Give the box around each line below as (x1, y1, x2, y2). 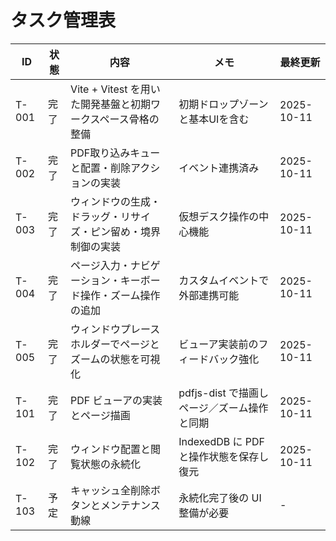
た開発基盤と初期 (70, 97, 152, 111)
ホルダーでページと (70, 337, 160, 351)
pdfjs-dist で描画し (178, 386, 270, 400)
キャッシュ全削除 (70, 483, 152, 497)
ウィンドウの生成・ (70, 194, 162, 208)
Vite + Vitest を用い (70, 82, 161, 96)
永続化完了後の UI (178, 491, 262, 505)
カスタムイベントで (178, 273, 270, 287)
